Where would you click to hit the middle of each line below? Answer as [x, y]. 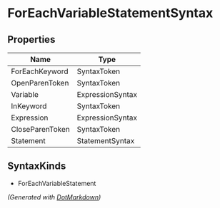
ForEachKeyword [40, 71]
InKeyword [29, 106]
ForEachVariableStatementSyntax [110, 13]
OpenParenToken [40, 83]
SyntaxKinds [37, 166]
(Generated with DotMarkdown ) [54, 197]
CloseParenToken [40, 129]
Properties [31, 40]
